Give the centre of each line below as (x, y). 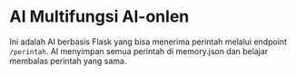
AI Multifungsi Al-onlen (99, 17)
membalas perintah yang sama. (68, 61)
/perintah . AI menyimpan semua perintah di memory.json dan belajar (139, 51)
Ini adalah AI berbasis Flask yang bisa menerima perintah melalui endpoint (148, 42)
